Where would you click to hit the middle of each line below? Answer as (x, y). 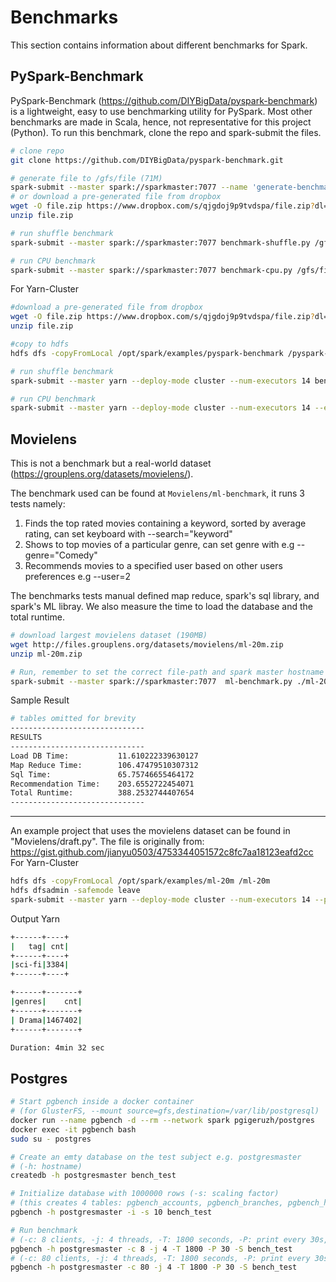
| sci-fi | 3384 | (40, 965)
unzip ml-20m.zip (46, 654)
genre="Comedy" (61, 555)
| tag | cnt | (40, 946)
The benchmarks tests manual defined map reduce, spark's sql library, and (165, 596)
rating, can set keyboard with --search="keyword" (128, 534)
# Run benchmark (44, 1230)
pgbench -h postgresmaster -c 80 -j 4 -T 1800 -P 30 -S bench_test (154, 1267)
